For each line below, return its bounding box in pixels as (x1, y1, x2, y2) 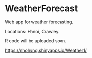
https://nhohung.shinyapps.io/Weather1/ (5, 47, 87, 53)
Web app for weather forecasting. (5, 19, 74, 25)
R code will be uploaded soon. (5, 38, 66, 44)
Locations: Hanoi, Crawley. (5, 28, 60, 34)
